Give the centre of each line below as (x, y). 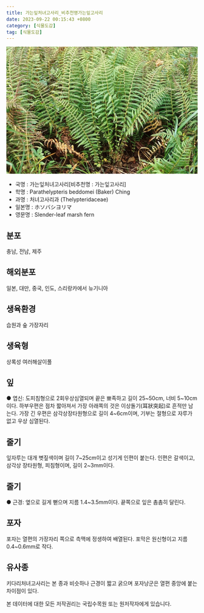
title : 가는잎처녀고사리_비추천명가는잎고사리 (55, 13)
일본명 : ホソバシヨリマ (43, 207)
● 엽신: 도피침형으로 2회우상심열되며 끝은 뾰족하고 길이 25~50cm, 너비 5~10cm (102, 398)
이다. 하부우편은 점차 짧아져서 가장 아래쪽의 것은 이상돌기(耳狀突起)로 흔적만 (97, 406)
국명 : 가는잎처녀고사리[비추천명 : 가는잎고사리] (70, 185)
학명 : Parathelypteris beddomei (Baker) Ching (73, 192)
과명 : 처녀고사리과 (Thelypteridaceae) (62, 200)
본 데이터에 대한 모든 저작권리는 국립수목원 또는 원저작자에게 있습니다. (89, 603)
